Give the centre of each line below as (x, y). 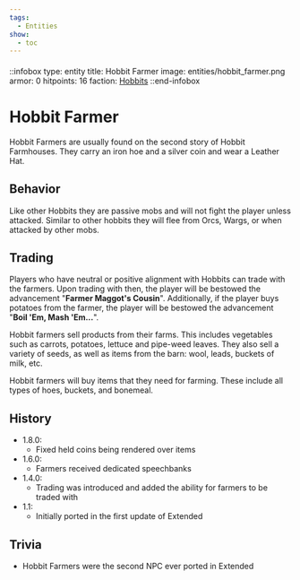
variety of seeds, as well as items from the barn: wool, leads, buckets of (142, 354)
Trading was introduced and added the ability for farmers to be (152, 488)
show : (19, 34)
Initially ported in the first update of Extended (119, 516)
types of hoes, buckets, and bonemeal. (81, 390)
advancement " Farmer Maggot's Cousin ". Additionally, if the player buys (144, 299)
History (30, 418)
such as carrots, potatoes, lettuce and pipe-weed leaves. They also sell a (144, 344)
